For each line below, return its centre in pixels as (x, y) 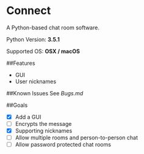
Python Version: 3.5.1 (33, 39)
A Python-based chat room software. (53, 28)
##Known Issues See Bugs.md (45, 93)
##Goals (17, 105)
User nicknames (36, 81)
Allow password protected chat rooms (63, 145)
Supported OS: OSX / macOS (43, 51)
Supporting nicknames (44, 131)
